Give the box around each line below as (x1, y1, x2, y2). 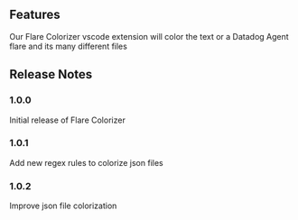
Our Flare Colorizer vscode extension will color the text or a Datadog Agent (9, 31, 289, 41)
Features (9, 7, 61, 23)
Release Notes (9, 67, 93, 82)
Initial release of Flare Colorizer (9, 115, 126, 125)
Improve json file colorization (9, 200, 117, 211)
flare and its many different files (9, 41, 128, 51)
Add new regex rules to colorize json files (9, 157, 164, 168)
